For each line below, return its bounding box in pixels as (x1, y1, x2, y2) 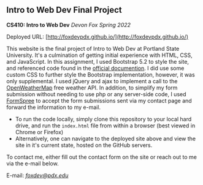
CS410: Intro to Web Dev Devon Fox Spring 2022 (6, 21, 131, 28)
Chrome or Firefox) (15, 128, 64, 135)
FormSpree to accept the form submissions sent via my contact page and (6, 97, 192, 104)
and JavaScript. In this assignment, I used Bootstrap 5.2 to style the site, (6, 58, 189, 65)
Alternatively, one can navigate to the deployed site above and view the (15, 135, 196, 142)
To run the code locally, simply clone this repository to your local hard (15, 115, 192, 123)
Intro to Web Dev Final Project (6, 5, 122, 15)
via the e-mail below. (6, 159, 59, 167)
